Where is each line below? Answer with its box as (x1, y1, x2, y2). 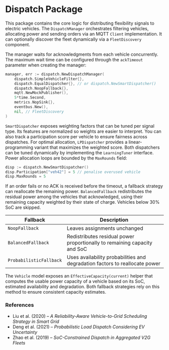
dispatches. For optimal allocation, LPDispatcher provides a (5, 139, 128, 145)
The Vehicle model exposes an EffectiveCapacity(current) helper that (5, 273, 153, 279)
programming (5, 144, 34, 150)
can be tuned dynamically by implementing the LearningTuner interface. (5, 149, 154, 155)
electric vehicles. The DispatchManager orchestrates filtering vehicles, (5, 25, 149, 31)
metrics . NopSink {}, (14, 100, 55, 105)
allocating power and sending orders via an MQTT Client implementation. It (5, 31, 162, 37)
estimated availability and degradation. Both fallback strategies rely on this (5, 284, 160, 290)
